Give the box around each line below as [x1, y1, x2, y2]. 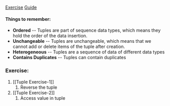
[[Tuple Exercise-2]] [12, 89, 55, 96]
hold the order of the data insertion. [12, 33, 88, 39]
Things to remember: [5, 16, 51, 22]
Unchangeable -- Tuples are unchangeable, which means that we [12, 38, 152, 44]
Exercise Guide [5, 5, 37, 10]
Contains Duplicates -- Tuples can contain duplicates [12, 55, 126, 61]
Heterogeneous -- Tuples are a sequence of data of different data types [12, 49, 165, 55]
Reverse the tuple [20, 84, 58, 90]
